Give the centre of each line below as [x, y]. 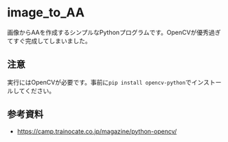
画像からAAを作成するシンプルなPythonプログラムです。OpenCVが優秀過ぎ [114, 32]
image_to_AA [46, 13]
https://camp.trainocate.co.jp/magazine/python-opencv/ [97, 131]
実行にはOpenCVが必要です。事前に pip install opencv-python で [100, 82]
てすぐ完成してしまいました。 [49, 41]
